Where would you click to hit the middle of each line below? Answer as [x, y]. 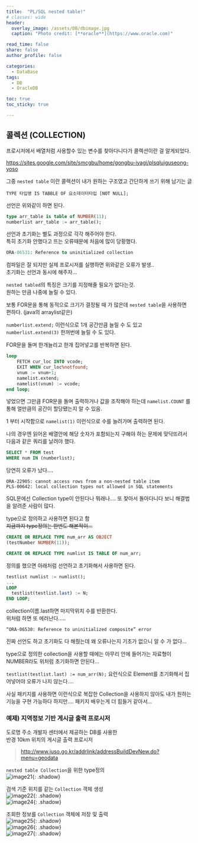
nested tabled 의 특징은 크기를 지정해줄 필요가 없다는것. [71, 285]
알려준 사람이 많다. [33, 506]
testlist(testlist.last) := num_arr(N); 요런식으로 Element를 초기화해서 [95, 674]
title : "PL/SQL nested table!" [46, 12]
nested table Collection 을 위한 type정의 [56, 770]
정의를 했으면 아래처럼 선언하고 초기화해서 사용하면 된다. [71, 565]
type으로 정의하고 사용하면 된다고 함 [48, 519]
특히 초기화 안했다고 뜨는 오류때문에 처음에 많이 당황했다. [72, 242]
